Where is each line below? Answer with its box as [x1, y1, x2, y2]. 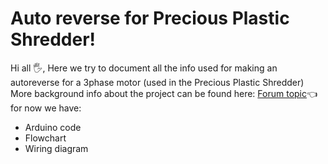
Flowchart [24, 132, 67, 144]
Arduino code [24, 121, 82, 133]
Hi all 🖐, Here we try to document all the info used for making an [10, 62, 278, 74]
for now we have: [10, 102, 82, 114]
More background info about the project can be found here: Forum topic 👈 [10, 87, 318, 99]
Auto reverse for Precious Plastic [10, 7, 290, 30]
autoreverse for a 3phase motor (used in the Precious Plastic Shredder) [10, 76, 305, 88]
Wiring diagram [24, 142, 89, 154]
